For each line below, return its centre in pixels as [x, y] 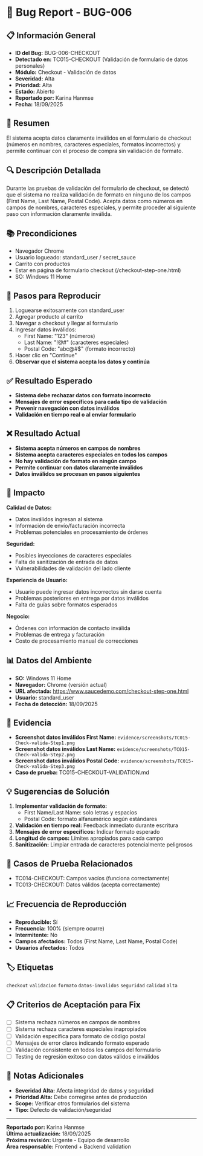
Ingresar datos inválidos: [46, 330]
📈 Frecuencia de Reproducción [66, 904]
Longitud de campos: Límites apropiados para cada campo [89, 838]
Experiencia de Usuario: [37, 580]
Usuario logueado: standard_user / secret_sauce [75, 258]
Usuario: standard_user [44, 697]
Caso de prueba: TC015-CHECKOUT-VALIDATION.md [82, 773]
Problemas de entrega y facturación [60, 634]
